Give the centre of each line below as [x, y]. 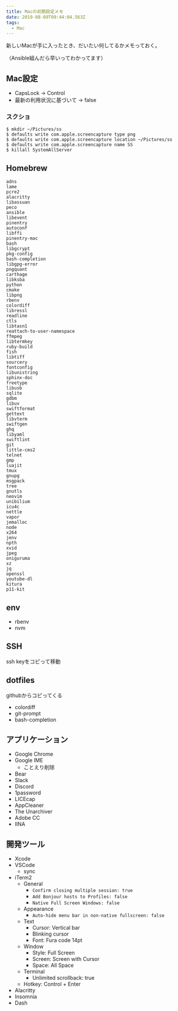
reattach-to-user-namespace [41, 331]
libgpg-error [22, 264]
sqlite [14, 393]
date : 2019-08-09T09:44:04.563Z [46, 17]
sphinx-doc [19, 378]
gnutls [14, 491]
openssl [16, 574]
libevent [17, 218]
